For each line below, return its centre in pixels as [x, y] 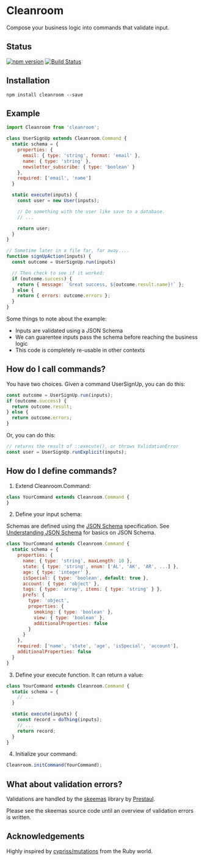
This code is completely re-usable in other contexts [80, 350]
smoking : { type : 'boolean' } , [73, 612]
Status [19, 47]
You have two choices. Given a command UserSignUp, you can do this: [96, 384]
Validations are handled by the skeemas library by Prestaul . [81, 799]
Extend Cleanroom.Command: [53, 485]
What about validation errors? [64, 784]
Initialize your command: [46, 754]
